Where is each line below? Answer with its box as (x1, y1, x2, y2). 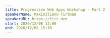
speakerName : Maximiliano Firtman (5, 12, 77, 17)
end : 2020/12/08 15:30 (5, 26, 52, 31)
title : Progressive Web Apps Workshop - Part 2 (5, 7, 106, 12)
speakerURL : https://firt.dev (5, 16, 68, 21)
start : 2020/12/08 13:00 (5, 21, 56, 26)
